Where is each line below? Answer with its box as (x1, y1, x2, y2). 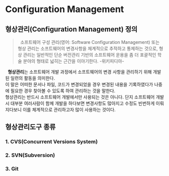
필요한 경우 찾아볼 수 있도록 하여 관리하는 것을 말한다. (10, 88, 116, 94)
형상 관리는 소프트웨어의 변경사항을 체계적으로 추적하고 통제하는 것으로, (17, 45, 158, 51)
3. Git (5, 165, 19, 172)
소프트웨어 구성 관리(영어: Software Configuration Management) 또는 (20, 39, 160, 45)
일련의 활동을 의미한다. (10, 75, 55, 81)
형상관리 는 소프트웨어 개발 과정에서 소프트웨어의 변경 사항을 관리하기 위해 (7, 69, 152, 75)
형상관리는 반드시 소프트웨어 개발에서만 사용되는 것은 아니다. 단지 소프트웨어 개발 (5, 94, 164, 100)
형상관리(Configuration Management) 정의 (5, 25, 138, 33)
